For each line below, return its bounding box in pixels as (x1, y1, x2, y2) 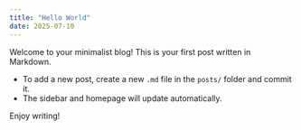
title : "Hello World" (9, 13, 91, 23)
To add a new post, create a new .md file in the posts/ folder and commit (22, 73, 292, 84)
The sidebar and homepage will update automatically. (22, 92, 223, 104)
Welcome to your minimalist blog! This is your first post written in (9, 46, 251, 57)
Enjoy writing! (9, 110, 61, 121)
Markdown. (9, 56, 52, 67)
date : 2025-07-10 (9, 22, 75, 31)
